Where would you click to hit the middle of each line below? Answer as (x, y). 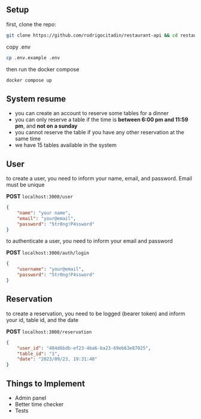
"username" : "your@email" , (51, 269)
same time (28, 139)
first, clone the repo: (31, 24)
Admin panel (31, 397)
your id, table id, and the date (42, 319)
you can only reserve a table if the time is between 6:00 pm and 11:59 (101, 120)
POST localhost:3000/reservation (49, 331)
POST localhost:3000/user (40, 197)
